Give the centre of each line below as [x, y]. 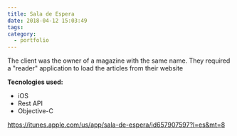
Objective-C [36, 111]
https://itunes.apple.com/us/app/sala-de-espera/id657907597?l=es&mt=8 [116, 125]
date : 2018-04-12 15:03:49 [47, 21]
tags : [15, 27]
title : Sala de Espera [41, 14]
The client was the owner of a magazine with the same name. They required [119, 61]
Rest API [30, 103]
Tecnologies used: [36, 82]
